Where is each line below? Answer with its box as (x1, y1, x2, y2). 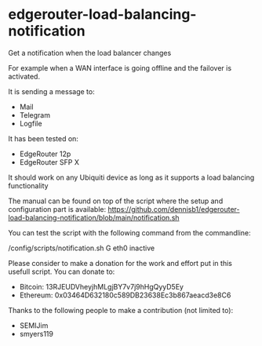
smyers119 (19, 329, 53, 338)
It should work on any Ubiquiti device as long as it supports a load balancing (8, 173, 255, 182)
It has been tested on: (8, 133, 78, 143)
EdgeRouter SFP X (19, 157, 80, 166)
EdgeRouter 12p (19, 149, 71, 158)
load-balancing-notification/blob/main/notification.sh (8, 213, 180, 222)
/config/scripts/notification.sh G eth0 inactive (8, 243, 155, 253)
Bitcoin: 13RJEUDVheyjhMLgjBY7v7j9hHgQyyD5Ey (19, 282, 184, 291)
